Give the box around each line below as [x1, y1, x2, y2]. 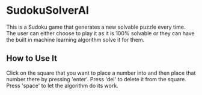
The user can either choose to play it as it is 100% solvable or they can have [6, 29, 195, 36]
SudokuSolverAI [6, 4, 89, 17]
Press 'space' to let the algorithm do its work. [6, 82, 118, 89]
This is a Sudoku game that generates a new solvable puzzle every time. [6, 23, 186, 30]
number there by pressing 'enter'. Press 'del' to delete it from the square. [6, 75, 186, 82]
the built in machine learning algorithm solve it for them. [6, 36, 145, 43]
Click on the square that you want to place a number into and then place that [6, 69, 196, 76]
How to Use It [6, 53, 57, 63]
